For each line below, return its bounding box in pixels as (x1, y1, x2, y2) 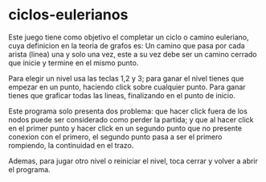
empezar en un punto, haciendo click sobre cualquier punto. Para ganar (8, 82, 247, 92)
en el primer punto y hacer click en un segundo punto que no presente (8, 123, 243, 133)
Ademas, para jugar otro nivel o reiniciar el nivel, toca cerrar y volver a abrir (8, 155, 259, 166)
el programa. (8, 164, 51, 174)
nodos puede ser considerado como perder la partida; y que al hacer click (8, 114, 255, 124)
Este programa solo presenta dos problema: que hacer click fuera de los (8, 106, 248, 116)
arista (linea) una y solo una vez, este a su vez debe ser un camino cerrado (8, 49, 257, 59)
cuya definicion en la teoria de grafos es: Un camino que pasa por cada (8, 40, 245, 50)
